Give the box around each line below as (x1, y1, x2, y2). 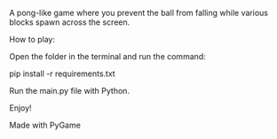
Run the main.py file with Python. (9, 86, 131, 96)
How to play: (9, 35, 56, 44)
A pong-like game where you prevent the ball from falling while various (9, 8, 269, 18)
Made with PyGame (9, 120, 82, 130)
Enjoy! (9, 103, 33, 113)
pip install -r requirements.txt (9, 68, 115, 79)
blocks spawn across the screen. (9, 17, 131, 27)
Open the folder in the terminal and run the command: (9, 51, 206, 61)
